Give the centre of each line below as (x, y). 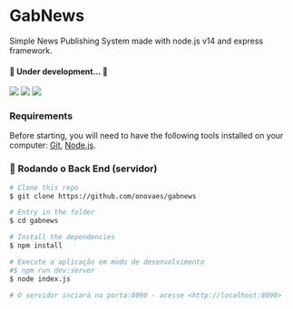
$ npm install (36, 246)
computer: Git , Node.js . (53, 145)
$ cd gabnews (34, 221)
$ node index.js (40, 279)
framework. (31, 50)
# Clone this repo (44, 188)
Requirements (41, 116)
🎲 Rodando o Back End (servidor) (83, 169)
